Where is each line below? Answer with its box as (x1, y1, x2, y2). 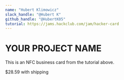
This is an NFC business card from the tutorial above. (5, 59, 115, 65)
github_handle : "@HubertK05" (5, 16, 66, 21)
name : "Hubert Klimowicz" (5, 7, 59, 12)
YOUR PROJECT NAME (5, 43, 102, 54)
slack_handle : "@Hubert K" (5, 12, 61, 17)
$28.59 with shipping (5, 69, 49, 75)
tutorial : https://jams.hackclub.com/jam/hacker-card (5, 21, 120, 26)
